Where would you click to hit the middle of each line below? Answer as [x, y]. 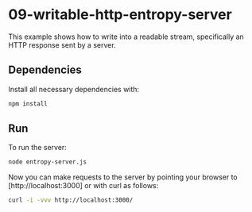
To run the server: [38, 148]
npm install [28, 104]
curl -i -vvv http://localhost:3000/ [71, 200]
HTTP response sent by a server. [62, 44]
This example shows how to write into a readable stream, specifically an [126, 37]
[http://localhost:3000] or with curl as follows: [83, 186]
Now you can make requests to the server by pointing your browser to [123, 177]
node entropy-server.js [48, 162]
